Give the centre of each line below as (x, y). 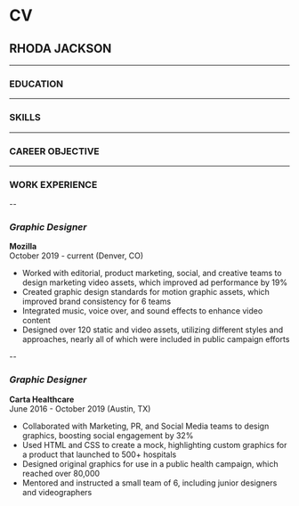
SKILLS (25, 118)
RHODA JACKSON (61, 49)
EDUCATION (36, 84)
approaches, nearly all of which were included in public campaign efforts (156, 339)
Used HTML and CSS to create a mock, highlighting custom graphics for (154, 445)
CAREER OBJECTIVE (54, 151)
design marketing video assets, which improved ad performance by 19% (154, 282)
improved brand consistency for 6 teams (97, 302)
